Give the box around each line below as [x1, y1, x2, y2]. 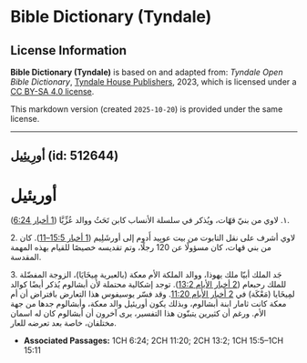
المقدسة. [10, 252, 42, 263]
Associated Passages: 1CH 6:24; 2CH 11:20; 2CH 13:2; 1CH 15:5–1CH [23, 335, 284, 347]
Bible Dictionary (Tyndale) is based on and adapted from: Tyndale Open [10, 66, 283, 77]
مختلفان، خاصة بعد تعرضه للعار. [10, 318, 118, 328]
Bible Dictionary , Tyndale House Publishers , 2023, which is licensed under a [10, 76, 297, 87]
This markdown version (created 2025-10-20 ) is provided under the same [10, 104, 283, 115]
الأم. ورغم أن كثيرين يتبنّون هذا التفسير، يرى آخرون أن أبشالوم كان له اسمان [10, 308, 267, 319]
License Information [10, 43, 127, 58]
